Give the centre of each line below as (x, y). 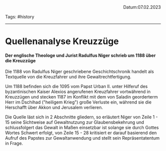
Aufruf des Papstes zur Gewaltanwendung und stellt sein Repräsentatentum (82, 138)
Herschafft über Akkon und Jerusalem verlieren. (54, 107)
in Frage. (14, 144)
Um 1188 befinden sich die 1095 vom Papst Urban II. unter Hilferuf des (77, 87)
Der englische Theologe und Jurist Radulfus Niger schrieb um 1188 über (81, 55)
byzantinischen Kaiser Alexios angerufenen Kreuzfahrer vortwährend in (78, 92)
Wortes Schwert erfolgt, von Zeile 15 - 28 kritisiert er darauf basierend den (81, 133)
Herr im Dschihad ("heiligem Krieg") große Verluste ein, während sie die (78, 102)
